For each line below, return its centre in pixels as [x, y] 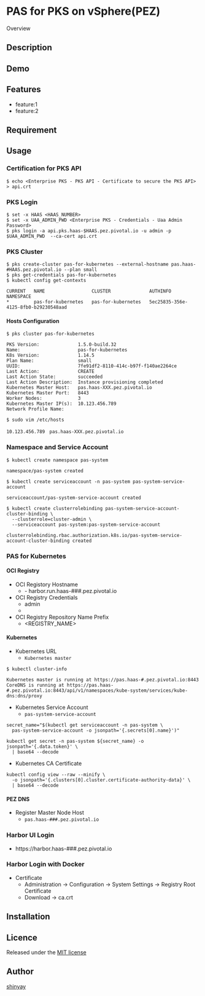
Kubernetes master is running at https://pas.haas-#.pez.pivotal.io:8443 [103, 680]
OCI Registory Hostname [47, 584]
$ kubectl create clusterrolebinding [55, 508]
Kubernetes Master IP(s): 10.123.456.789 [61, 404]
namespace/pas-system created [45, 471]
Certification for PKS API [44, 168]
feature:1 [26, 104]
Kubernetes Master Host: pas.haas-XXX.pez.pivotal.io [79, 388]
